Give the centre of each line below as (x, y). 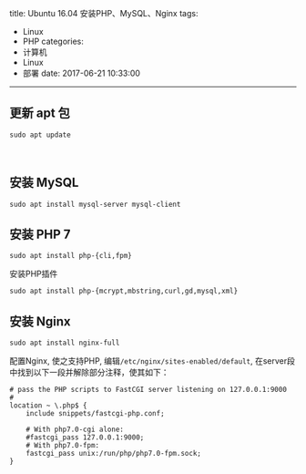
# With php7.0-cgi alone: (75, 430)
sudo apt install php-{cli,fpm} (71, 256)
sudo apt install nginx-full (65, 343)
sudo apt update (40, 135)
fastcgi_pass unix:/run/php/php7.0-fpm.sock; (114, 454)
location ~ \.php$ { (49, 406)
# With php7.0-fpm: (63, 446)
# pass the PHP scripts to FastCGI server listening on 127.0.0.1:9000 (148, 390)
